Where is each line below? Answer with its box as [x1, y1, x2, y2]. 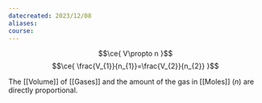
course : [8, 27, 35, 35]
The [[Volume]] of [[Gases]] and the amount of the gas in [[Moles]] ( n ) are [8, 77, 255, 87]
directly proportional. [8, 85, 78, 95]
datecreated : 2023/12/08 [8, 11, 92, 20]
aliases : [8, 19, 38, 27]
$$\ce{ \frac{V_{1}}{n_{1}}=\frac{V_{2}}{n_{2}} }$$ [52, 61, 219, 71]
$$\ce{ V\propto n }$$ [98, 49, 173, 59]
